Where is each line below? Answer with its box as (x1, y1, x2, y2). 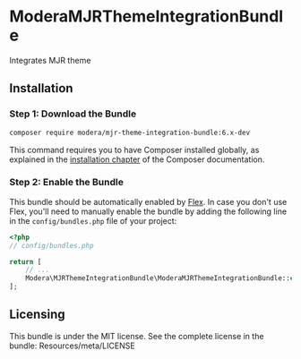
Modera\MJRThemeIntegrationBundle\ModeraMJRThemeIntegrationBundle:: (25, 274, 291, 283)
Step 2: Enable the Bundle (9, 176, 124, 189)
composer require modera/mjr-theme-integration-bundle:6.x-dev (9, 128, 251, 137)
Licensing (9, 307, 65, 322)
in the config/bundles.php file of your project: (9, 215, 177, 226)
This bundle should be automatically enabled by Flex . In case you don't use (9, 196, 288, 207)
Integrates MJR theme (9, 55, 91, 65)
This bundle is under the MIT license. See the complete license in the (9, 330, 264, 341)
